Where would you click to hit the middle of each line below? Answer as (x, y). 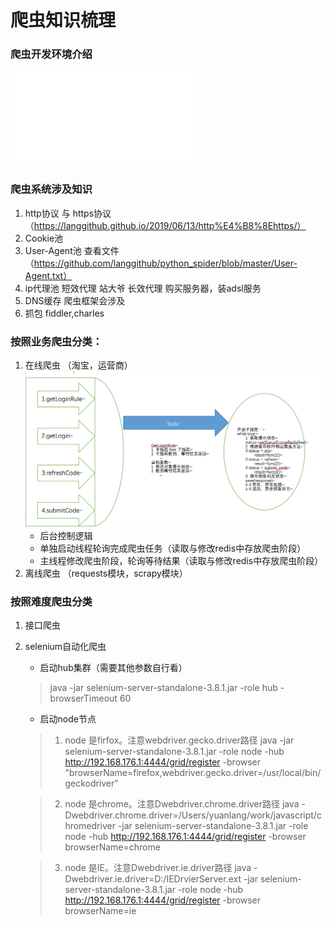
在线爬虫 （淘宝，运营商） (78, 365)
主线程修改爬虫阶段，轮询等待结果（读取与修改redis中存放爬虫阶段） (181, 561)
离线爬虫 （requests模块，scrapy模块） (106, 573)
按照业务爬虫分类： (56, 341)
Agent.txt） (48, 275)
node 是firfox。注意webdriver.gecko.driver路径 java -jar (179, 740)
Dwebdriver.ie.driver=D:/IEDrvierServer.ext (153, 879)
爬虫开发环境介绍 (51, 54)
